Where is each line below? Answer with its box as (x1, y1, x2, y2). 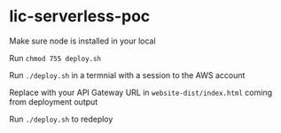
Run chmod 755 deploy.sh (9, 52, 102, 63)
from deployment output (9, 96, 98, 107)
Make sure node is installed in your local (9, 35, 157, 46)
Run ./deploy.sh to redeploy (9, 113, 113, 124)
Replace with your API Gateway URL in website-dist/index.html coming (9, 87, 273, 98)
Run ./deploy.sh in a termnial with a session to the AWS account (9, 69, 246, 81)
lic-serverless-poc (9, 6, 151, 27)
